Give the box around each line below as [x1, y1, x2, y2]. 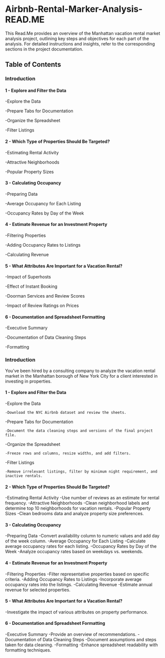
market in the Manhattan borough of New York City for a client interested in [5, 373, 158, 379]
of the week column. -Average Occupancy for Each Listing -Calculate [5, 538, 146, 544]
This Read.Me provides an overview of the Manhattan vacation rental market [5, 30, 161, 36]
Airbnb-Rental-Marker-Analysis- [5, 3, 143, 15]
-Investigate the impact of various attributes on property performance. [5, 609, 148, 615]
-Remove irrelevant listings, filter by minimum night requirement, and [5, 469, 158, 474]
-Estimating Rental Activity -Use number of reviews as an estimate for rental [5, 495, 160, 501]
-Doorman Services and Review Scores [5, 293, 85, 299]
